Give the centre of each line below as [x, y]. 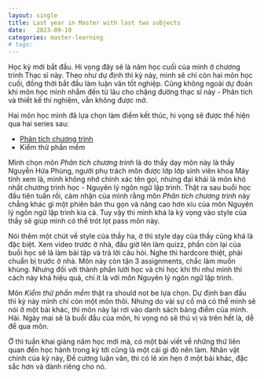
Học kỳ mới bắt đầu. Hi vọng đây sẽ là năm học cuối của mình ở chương [125, 67]
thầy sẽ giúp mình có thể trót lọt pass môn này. [84, 221]
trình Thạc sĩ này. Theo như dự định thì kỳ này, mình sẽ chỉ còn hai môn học [130, 75]
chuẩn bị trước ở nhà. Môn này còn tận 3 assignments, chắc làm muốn [122, 261]
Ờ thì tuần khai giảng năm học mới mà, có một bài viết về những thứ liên [125, 341]
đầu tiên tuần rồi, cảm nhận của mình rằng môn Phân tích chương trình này [129, 196]
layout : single [33, 15]
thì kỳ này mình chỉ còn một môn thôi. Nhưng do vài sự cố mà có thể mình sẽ [132, 301]
